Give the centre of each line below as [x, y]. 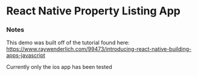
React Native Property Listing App [94, 11]
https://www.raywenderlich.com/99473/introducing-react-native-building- [99, 49]
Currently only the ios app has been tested [59, 67]
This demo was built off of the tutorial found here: [68, 42]
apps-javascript [26, 56]
